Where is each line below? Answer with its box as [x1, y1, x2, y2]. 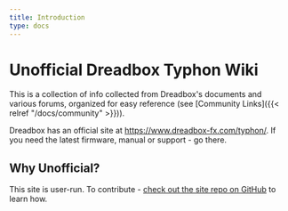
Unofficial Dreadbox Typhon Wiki [9, 60, 260, 80]
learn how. [9, 193, 48, 205]
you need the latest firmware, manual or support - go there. [9, 134, 228, 145]
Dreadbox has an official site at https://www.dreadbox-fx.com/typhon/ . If [9, 126, 276, 136]
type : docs [9, 21, 50, 30]
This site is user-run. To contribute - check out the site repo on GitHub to [9, 184, 276, 195]
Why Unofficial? [9, 160, 100, 175]
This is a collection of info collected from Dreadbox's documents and [9, 89, 262, 100]
